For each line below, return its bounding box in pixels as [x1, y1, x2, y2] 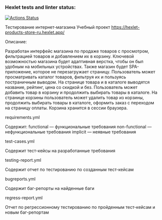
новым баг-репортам [5, 209, 49, 215]
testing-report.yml [5, 157, 42, 163]
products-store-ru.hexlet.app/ [5, 30, 65, 35]
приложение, [5, 69, 32, 75]
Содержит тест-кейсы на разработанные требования [5, 148, 116, 154]
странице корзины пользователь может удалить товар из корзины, [5, 95, 144, 101]
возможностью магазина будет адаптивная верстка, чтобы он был [5, 59, 144, 65]
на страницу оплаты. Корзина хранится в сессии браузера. [5, 105, 128, 111]
